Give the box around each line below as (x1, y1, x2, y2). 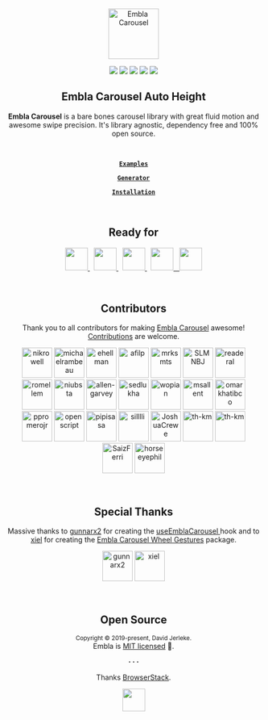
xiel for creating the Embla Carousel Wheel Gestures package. (30, 535, 237, 545)
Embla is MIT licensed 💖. (93, 642, 175, 651)
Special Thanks (93, 504, 174, 518)
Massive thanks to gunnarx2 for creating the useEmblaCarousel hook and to (7, 526, 260, 536)
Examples (118, 160, 149, 168)
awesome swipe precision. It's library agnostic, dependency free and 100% (9, 119, 258, 129)
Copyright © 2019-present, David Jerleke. (75, 634, 192, 643)
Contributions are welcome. (88, 332, 179, 341)
